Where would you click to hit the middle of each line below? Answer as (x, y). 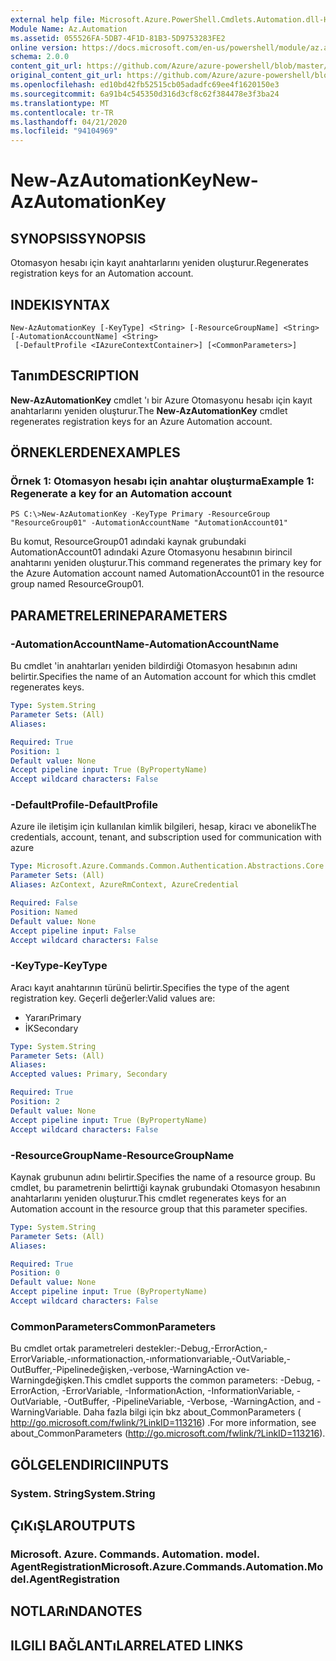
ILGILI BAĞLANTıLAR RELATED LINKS (127, 1645)
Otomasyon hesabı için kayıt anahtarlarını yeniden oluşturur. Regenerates (159, 263)
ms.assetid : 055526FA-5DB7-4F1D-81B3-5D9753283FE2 (118, 38)
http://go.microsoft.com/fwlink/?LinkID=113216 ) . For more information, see (163, 1423)
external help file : (53, 19)
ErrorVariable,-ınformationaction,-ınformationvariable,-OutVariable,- (151, 1359)
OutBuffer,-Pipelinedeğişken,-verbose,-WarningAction (122, 1370)
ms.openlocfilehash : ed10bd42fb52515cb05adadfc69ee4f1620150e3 (145, 85)
